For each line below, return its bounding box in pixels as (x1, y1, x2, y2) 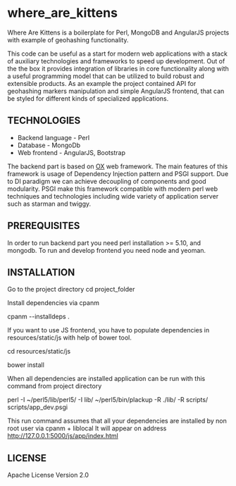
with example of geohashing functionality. (7, 35, 129, 44)
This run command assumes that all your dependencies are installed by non (7, 417, 227, 425)
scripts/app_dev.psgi (7, 403, 68, 411)
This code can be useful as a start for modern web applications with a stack (7, 49, 228, 58)
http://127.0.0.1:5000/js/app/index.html (7, 432, 118, 440)
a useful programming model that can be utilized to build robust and (7, 72, 204, 80)
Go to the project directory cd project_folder (7, 285, 135, 294)
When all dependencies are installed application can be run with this (7, 375, 206, 383)
